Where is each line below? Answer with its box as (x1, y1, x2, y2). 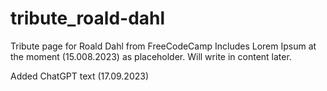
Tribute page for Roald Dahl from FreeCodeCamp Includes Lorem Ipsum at (10, 40, 317, 52)
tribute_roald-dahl (10, 7, 166, 30)
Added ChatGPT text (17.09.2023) (10, 70, 150, 82)
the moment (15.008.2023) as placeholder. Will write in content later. (10, 50, 292, 62)
